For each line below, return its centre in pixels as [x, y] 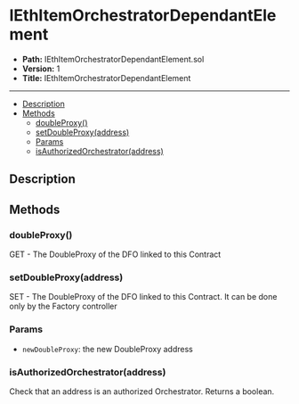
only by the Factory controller [63, 306]
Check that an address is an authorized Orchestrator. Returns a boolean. [142, 391]
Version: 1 [41, 69]
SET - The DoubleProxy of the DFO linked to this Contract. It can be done [143, 297]
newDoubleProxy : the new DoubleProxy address [107, 349]
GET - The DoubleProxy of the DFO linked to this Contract [115, 254]
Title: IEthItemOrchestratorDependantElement [106, 78]
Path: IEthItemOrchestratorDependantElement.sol [113, 59]
